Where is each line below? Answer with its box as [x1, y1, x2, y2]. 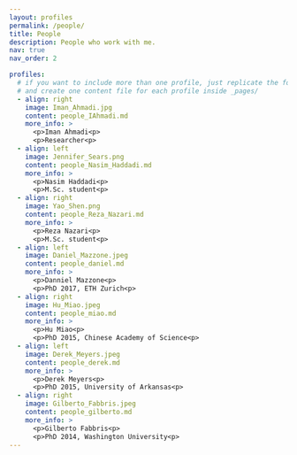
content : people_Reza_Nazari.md [25, 210, 144, 219]
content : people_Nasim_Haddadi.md [25, 160, 152, 169]
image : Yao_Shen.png [25, 202, 101, 211]
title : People [9, 29, 62, 38]
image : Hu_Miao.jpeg [25, 300, 101, 310]
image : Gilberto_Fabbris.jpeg [25, 399, 137, 408]
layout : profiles [9, 12, 73, 22]
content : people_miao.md [25, 309, 117, 318]
